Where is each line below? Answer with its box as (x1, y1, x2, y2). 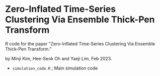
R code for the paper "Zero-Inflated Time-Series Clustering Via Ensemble (5, 40, 156, 46)
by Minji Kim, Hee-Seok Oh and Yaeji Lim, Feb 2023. (5, 55, 112, 61)
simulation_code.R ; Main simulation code (12, 65, 98, 71)
